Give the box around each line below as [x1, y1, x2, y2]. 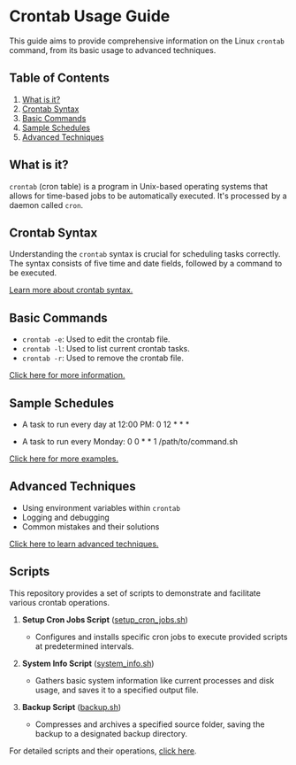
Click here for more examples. [9, 453, 119, 464]
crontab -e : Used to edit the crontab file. [21, 334, 171, 344]
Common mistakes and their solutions [21, 521, 160, 532]
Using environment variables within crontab [21, 502, 181, 513]
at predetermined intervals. [34, 640, 134, 652]
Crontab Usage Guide [9, 6, 171, 27]
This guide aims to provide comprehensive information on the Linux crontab [9, 35, 285, 46]
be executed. [9, 267, 57, 278]
